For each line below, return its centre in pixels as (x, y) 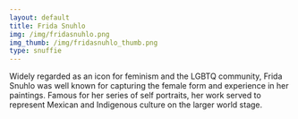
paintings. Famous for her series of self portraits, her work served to (135, 96)
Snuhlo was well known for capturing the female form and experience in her (149, 86)
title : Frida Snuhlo (48, 26)
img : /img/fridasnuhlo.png (60, 34)
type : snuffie (36, 51)
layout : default (39, 17)
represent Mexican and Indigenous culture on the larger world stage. (136, 105)
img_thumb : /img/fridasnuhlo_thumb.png (84, 42)
